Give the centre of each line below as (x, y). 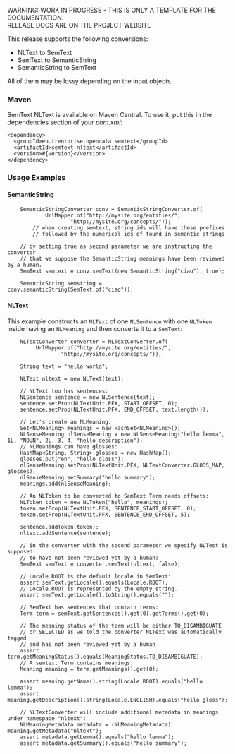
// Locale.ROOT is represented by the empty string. (99, 589)
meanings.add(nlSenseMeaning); (66, 484)
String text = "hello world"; (64, 366)
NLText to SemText (45, 53)
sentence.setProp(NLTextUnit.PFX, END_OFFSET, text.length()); (115, 409)
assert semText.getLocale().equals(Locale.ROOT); (94, 582)
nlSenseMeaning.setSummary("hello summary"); (88, 477)
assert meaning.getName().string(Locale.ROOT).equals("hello (111, 681)
